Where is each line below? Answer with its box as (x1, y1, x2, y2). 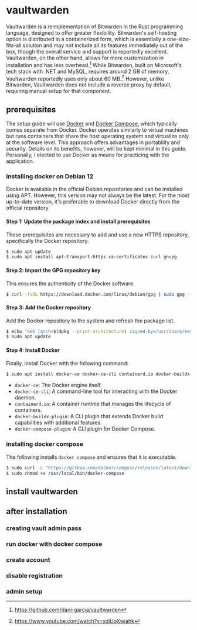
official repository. (6, 204, 50, 212)
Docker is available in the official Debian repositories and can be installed (6, 186, 183, 193)
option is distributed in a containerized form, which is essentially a (6, 35, 166, 42)
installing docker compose (6, 440, 84, 448)
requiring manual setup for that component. (6, 88, 111, 95)
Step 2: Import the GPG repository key (6, 266, 101, 274)
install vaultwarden (6, 486, 78, 496)
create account (6, 556, 50, 564)
